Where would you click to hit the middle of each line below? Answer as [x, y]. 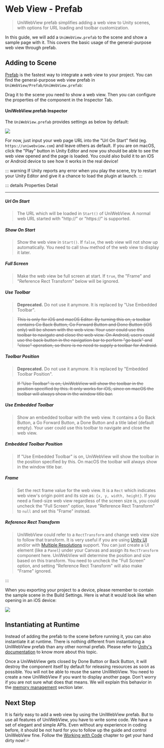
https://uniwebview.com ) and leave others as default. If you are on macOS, [80, 146]
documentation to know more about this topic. [51, 652]
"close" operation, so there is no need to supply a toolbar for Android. [87, 345]
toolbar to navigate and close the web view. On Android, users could [86, 335]
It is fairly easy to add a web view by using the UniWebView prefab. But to [79, 715]
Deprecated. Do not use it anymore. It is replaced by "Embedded [82, 369]
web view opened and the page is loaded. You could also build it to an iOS [80, 156]
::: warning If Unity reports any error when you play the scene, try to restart [81, 171]
